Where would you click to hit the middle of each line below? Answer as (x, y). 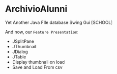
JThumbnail (24, 46)
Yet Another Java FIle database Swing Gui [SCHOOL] (59, 22)
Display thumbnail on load (38, 62)
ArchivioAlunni (36, 9)
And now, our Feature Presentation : (42, 32)
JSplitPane (23, 41)
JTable (19, 56)
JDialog (20, 52)
